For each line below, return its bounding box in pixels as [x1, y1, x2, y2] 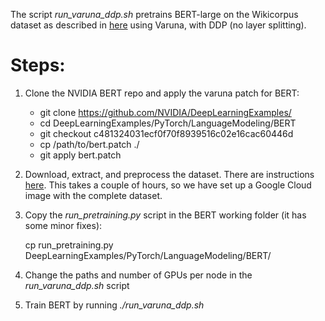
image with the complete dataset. [24, 189, 163, 201]
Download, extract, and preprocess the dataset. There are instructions [24, 168, 315, 180]
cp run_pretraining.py [24, 239, 114, 251]
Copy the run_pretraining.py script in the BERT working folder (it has [24, 209, 307, 221]
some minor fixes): [24, 219, 103, 231]
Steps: [10, 54, 66, 77]
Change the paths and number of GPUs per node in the [24, 269, 253, 281]
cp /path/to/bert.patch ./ [39, 138, 140, 150]
